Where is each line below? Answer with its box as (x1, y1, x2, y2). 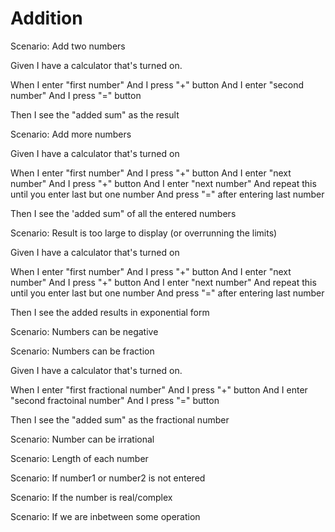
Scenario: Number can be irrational (10, 433, 155, 445)
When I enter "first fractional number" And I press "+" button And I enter (10, 383, 308, 396)
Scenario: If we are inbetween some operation (10, 510, 201, 522)
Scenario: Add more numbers (10, 128, 132, 140)
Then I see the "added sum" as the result (10, 108, 180, 121)
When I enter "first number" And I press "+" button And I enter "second (10, 78, 304, 91)
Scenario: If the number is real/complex (10, 491, 173, 503)
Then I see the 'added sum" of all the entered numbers (10, 207, 237, 219)
